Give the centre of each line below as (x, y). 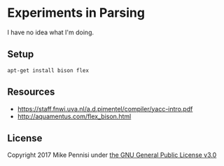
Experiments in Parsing (76, 13)
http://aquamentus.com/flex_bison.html (74, 116)
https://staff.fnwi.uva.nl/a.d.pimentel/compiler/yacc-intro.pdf (105, 109)
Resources (31, 92)
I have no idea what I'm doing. (51, 32)
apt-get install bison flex (48, 70)
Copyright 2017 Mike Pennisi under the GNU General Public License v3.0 (112, 155)
